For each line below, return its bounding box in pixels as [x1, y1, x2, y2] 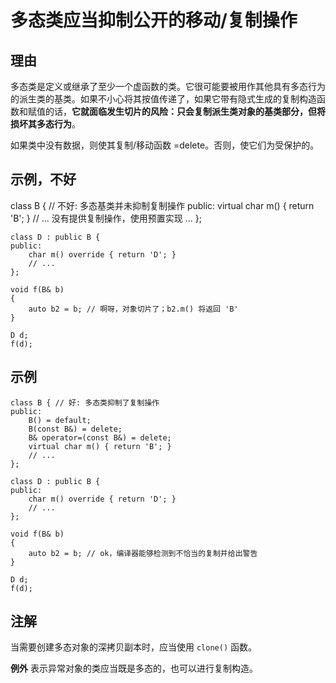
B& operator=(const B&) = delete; [28, 432, 172, 443]
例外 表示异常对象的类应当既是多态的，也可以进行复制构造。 [10, 662, 258, 675]
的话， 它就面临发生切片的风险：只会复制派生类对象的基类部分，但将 [44, 106, 326, 117]
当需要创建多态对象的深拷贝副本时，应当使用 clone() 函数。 [10, 641, 257, 653]
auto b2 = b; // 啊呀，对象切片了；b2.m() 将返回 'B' [28, 304, 239, 314]
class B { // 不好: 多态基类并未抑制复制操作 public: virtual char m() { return [10, 199, 315, 211]
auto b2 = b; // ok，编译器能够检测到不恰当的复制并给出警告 [28, 548, 258, 558]
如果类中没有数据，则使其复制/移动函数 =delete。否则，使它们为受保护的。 [10, 139, 320, 151]
